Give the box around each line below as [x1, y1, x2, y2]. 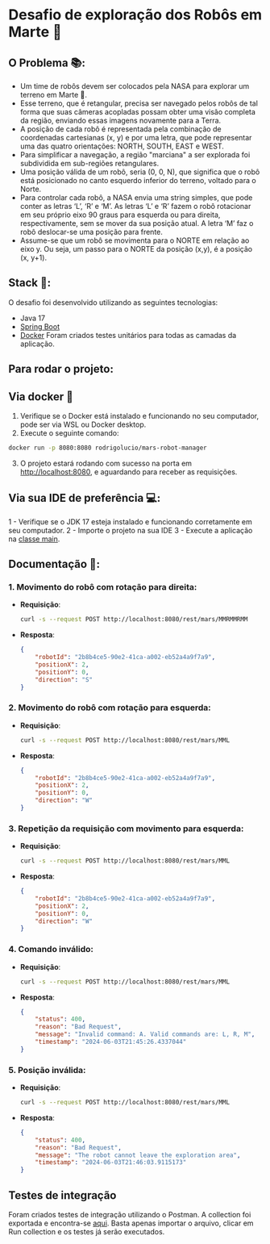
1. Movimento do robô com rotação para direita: [8, 582, 197, 593]
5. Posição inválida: [8, 1064, 86, 1075]
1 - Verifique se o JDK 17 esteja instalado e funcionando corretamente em [8, 516, 252, 526]
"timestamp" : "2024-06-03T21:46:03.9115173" [35, 1158, 187, 1167]
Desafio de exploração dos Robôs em [8, 6, 263, 24]
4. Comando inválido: [8, 944, 94, 955]
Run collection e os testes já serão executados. [8, 1227, 165, 1237]
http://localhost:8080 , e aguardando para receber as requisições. [19, 466, 238, 477]
